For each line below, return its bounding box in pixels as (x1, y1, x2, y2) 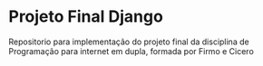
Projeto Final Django (8, 6, 164, 27)
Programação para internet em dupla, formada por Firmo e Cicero (8, 45, 255, 56)
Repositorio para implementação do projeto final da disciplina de (8, 36, 250, 47)
